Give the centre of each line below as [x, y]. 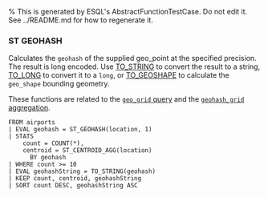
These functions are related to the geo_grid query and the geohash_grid [126, 99]
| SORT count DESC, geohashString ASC [73, 186]
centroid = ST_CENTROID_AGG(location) [87, 151]
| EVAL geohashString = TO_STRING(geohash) [82, 171]
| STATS [21, 137]
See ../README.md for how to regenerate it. [81, 20]
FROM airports [32, 123]
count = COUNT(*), [53, 143]
